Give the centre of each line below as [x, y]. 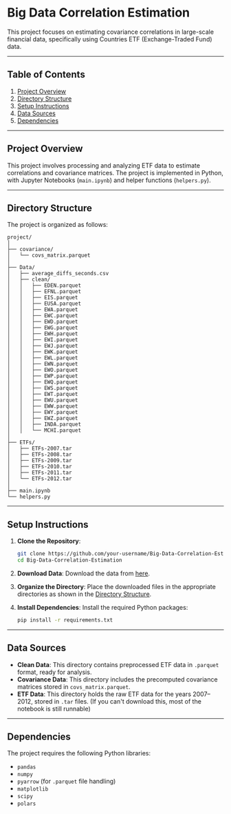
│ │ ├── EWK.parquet [43, 352]
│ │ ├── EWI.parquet [43, 340]
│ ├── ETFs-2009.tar [40, 461]
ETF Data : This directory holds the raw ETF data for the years [104, 694]
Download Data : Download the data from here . [83, 573]
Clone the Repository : [49, 541]
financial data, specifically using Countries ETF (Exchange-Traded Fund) [110, 39]
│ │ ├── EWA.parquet [43, 310]
